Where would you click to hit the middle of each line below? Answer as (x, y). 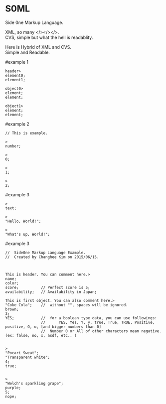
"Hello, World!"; (23, 221)
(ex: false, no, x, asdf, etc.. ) (41, 335)
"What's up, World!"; (28, 234)
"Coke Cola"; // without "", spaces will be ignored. (67, 305)
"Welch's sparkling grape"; (34, 383)
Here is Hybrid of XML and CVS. (38, 47)
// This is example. (27, 133)
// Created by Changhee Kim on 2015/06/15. (52, 257)
